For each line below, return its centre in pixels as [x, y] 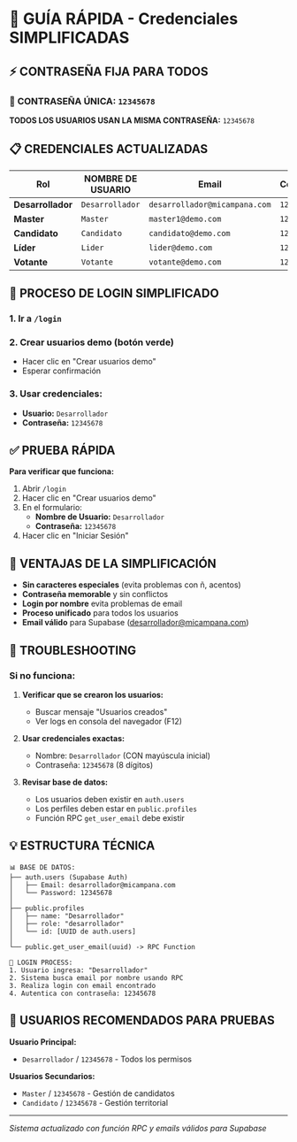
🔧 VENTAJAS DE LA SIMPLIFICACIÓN [113, 563]
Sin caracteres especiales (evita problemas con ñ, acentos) [131, 585]
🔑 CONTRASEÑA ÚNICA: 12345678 [82, 101]
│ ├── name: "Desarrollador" [67, 916]
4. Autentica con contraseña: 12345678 [83, 993]
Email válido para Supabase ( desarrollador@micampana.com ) [135, 623]
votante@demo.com [185, 262]
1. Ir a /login [35, 318]
